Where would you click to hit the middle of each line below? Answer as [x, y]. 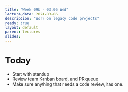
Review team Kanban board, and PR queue [55, 79]
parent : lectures [23, 32]
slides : [13, 37]
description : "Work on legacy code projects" [52, 18]
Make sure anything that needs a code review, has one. [68, 84]
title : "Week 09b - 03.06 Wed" [37, 9]
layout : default [21, 28]
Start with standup [31, 74]
